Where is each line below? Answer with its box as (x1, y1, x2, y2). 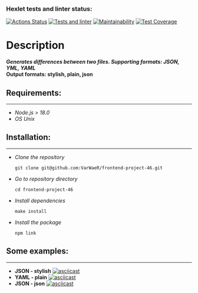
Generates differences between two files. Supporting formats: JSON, (6, 58, 180, 65)
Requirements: (6, 88, 62, 98)
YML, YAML (6, 64, 36, 72)
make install (14, 208, 47, 214)
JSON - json (14, 279, 45, 287)
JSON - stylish (14, 267, 51, 274)
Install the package (14, 219, 62, 226)
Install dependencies (14, 197, 66, 204)
